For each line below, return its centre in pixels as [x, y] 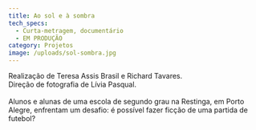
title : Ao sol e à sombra [51, 16]
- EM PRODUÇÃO [39, 38]
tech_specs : [28, 23]
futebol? [22, 118]
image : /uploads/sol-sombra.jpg [62, 53]
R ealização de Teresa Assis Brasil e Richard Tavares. [95, 76]
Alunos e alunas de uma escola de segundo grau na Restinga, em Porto [126, 102]
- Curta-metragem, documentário [70, 30]
